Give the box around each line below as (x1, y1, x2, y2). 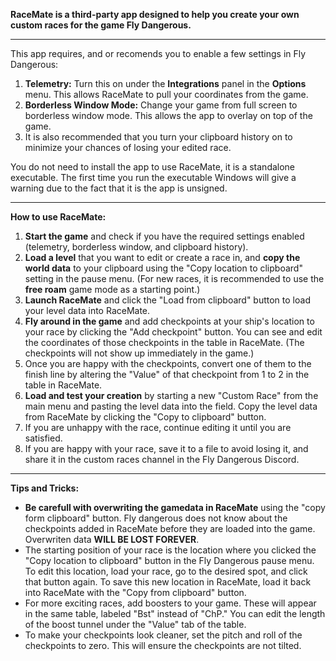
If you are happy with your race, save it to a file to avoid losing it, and (24, 443, 309, 454)
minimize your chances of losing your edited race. (24, 142, 232, 153)
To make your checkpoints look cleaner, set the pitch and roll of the (24, 629, 303, 641)
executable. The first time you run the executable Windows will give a (10, 172, 297, 183)
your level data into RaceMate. (24, 305, 151, 316)
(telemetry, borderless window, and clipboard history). (24, 241, 249, 253)
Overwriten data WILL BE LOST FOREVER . (24, 534, 200, 545)
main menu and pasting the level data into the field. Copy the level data (24, 400, 318, 412)
